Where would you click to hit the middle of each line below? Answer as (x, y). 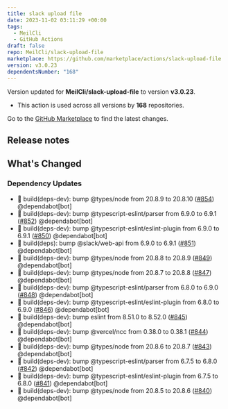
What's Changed (44, 164)
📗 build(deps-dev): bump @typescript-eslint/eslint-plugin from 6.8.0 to (118, 302)
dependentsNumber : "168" (43, 72)
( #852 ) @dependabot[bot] (55, 221)
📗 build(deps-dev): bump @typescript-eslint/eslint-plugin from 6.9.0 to (118, 228)
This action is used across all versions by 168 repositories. (101, 105)
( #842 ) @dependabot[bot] (55, 368)
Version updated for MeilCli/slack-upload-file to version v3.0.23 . (102, 92)
